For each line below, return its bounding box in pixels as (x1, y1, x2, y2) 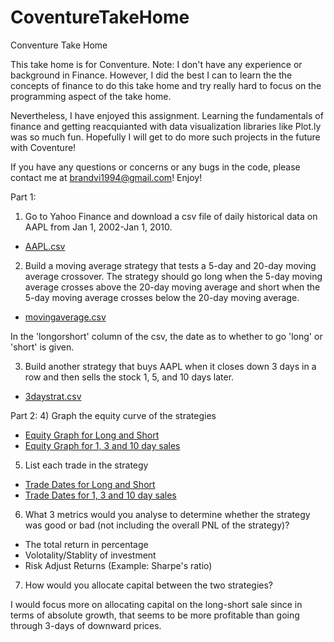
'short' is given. (10, 341, 75, 353)
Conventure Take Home (10, 39, 108, 51)
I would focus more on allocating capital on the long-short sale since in (10, 598, 303, 610)
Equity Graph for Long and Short (24, 429, 160, 441)
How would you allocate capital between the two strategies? (24, 579, 274, 591)
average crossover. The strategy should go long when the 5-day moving (24, 270, 323, 282)
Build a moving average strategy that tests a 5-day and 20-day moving (24, 259, 317, 271)
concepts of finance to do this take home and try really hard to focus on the (10, 79, 322, 91)
